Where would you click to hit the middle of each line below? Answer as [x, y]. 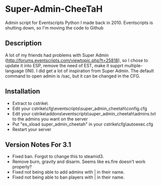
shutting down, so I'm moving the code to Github [54, 27]
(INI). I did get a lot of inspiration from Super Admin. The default [89, 71]
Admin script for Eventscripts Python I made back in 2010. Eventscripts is [79, 23]
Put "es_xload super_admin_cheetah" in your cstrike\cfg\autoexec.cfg [83, 124]
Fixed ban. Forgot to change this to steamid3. [58, 157]
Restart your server [32, 129]
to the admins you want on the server [50, 119]
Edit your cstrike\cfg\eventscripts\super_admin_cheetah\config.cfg [80, 108]
